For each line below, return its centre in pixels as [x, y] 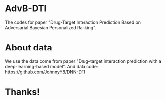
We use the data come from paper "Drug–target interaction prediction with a [83, 61]
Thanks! [23, 92]
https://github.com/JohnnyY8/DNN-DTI [45, 72]
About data [29, 48]
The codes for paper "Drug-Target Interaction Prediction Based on [73, 22]
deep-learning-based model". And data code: [52, 66]
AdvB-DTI [26, 9]
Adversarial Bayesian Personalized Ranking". [51, 27]
